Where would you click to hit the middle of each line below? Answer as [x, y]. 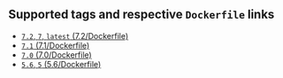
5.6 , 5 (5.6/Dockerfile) [61, 64]
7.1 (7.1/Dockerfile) [55, 45]
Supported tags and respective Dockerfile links [141, 15]
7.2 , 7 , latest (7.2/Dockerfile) [75, 35]
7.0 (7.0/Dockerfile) [56, 55]
